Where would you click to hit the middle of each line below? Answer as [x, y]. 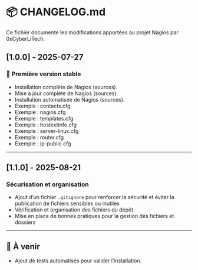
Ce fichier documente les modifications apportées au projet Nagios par [92, 32]
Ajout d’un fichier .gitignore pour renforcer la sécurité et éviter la [95, 197]
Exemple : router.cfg [39, 137]
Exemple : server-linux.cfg [47, 131]
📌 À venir [23, 246]
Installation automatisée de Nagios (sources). [70, 99]
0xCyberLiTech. [26, 38]
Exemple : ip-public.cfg [43, 144]
